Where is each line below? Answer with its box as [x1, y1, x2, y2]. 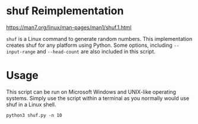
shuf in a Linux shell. [6, 101, 56, 108]
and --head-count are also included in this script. [36, 47, 156, 55]
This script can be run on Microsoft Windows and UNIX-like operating [6, 88, 177, 96]
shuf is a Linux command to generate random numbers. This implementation [6, 35, 193, 42]
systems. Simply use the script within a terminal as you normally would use [6, 94, 190, 101]
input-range [6, 49, 36, 55]
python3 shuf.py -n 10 [6, 112, 62, 118]
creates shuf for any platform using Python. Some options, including [6, 42, 173, 49]
